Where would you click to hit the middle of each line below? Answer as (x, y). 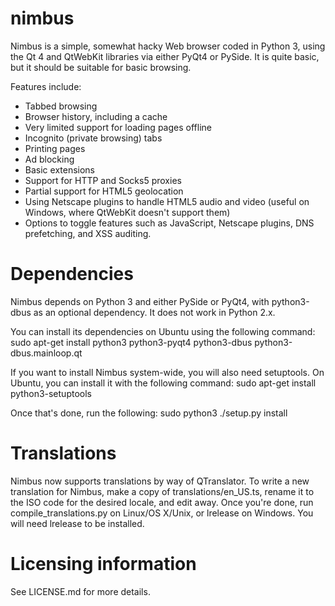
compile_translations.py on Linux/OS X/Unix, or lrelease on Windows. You (162, 513)
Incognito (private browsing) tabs (93, 138)
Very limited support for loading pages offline (118, 127)
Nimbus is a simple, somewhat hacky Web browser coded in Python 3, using (168, 46)
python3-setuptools (51, 393)
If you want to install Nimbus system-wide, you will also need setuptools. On (167, 372)
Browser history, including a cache (96, 116)
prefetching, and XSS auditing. (88, 233)
